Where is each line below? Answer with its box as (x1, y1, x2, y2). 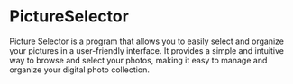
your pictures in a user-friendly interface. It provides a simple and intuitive (9, 45, 284, 55)
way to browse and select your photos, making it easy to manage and (9, 55, 268, 65)
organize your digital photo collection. (9, 64, 151, 75)
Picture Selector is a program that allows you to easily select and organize (9, 36, 284, 46)
